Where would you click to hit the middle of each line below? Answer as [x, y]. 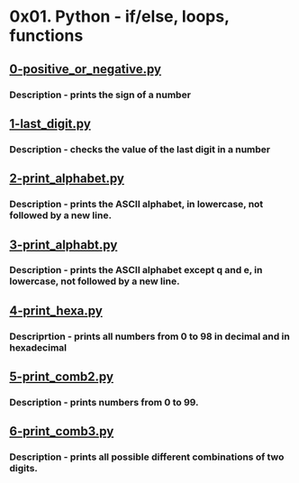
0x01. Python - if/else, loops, [119, 17]
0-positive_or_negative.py [86, 69]
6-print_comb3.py [62, 431]
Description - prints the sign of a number [100, 95]
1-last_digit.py [50, 123]
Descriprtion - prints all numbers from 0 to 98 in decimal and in [149, 336]
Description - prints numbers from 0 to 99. [104, 403]
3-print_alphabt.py [63, 245]
